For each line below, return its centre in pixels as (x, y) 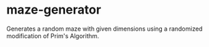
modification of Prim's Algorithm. (53, 35)
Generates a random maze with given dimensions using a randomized (104, 29)
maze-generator (54, 10)
